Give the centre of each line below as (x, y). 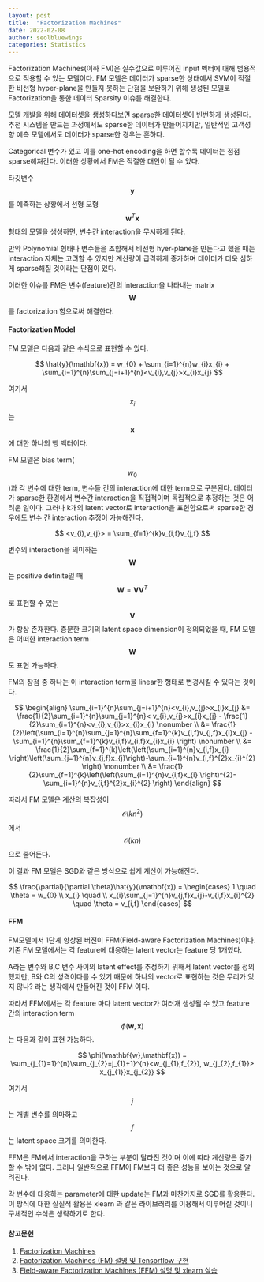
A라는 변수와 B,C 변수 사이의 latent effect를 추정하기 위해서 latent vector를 (124, 967)
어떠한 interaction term (52, 639)
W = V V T (132, 589)
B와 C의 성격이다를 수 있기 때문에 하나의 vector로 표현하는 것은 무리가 (139, 977)
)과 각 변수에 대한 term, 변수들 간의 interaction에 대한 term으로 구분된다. (120, 487)
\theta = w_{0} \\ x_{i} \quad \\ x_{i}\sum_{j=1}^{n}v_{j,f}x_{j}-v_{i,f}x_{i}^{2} (132, 895)
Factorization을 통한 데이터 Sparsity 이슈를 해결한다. (90, 98)
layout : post (30, 15)
